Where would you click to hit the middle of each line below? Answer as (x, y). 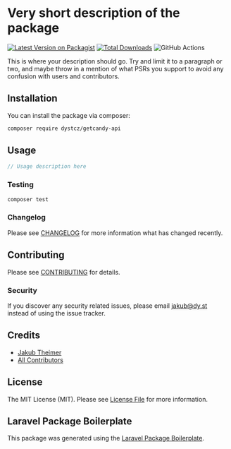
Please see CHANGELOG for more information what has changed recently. (115, 233)
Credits (24, 336)
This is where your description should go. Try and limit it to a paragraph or (115, 61)
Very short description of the (94, 13)
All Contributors (40, 360)
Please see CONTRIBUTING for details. (64, 272)
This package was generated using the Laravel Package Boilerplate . (106, 438)
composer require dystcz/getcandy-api (64, 128)
